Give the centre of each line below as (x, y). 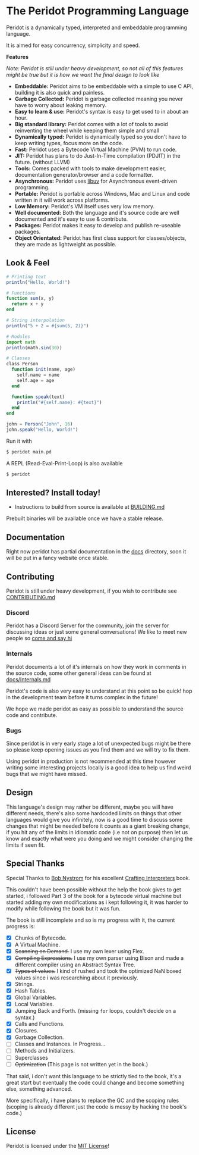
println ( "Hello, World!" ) (38, 282)
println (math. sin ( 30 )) (34, 348)
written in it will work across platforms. (62, 200)
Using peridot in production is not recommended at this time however (91, 761)
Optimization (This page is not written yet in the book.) (81, 1064)
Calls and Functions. (40, 1024)
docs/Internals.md (29, 679)
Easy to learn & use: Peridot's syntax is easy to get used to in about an (102, 111)
